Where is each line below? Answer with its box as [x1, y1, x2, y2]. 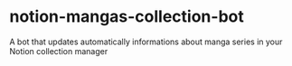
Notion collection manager [9, 45, 108, 56]
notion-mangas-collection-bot [9, 6, 244, 27]
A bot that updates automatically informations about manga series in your [9, 36, 283, 47]
